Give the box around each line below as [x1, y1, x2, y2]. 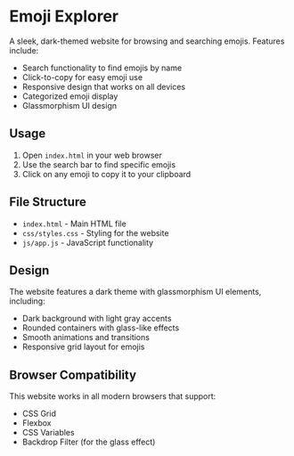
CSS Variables [21, 427, 75, 438]
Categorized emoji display [21, 91, 118, 102]
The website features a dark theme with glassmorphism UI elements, [9, 287, 262, 297]
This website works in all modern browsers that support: [9, 391, 216, 402]
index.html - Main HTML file [21, 218, 127, 229]
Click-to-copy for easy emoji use [21, 71, 143, 82]
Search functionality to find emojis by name [21, 62, 183, 73]
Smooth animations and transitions [21, 332, 150, 343]
